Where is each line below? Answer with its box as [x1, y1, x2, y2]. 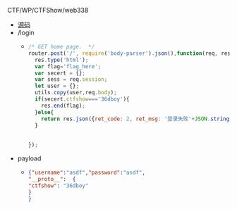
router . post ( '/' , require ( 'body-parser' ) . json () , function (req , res [28, 49, 231, 57]
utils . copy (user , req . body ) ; [34, 89, 118, 96]
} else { [34, 108, 54, 115]
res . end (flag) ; [41, 102, 86, 109]
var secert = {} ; [34, 70, 86, 77]
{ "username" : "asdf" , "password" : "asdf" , [28, 169, 146, 176]
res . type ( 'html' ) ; [34, 56, 89, 63]
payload [17, 154, 42, 163]
